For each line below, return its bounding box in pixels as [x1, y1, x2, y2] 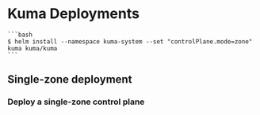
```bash [7, 31, 33, 39]
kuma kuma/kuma [7, 44, 58, 52]
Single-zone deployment [7, 72, 132, 87]
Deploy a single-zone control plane [7, 96, 145, 107]
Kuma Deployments [7, 5, 140, 23]
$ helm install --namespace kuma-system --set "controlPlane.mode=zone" [7, 37, 253, 46]
